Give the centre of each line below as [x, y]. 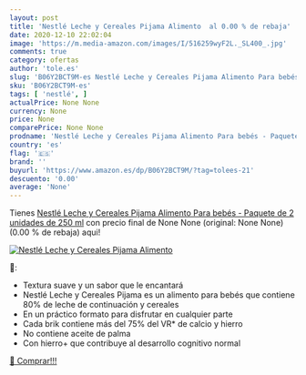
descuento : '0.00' [44, 178]
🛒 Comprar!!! [33, 361]
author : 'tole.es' [44, 69]
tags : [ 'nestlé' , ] [49, 94]
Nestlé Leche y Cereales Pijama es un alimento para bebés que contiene [159, 295]
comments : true [38, 52]
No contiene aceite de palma [76, 334]
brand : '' [28, 162]
